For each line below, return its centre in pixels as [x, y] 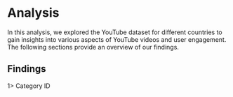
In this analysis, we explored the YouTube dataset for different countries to [115, 32]
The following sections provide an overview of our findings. [93, 47]
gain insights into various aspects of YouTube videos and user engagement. [117, 39]
